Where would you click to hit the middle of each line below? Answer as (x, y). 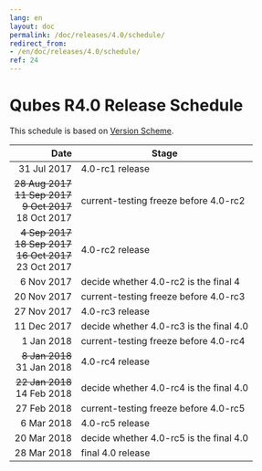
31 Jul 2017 (45, 168)
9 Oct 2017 (47, 206)
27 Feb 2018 (44, 408)
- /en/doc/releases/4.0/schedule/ (75, 52)
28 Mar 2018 (43, 453)
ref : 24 (24, 60)
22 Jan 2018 (44, 382)
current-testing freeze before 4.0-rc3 (163, 296)
